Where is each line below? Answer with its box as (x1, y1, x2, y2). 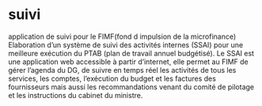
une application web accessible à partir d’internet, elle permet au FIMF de (8, 57, 249, 66)
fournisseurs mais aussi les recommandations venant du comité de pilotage (8, 81, 255, 92)
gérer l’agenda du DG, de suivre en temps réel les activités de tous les (8, 65, 237, 74)
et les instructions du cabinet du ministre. (8, 90, 143, 100)
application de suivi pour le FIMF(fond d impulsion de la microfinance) (8, 32, 237, 41)
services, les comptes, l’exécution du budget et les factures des (8, 74, 216, 83)
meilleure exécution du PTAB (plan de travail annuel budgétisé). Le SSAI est (8, 48, 255, 58)
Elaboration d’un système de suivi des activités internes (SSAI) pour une (8, 40, 244, 49)
